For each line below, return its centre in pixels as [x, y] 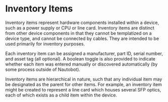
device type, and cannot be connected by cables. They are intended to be [82, 38]
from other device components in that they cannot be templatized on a [79, 33]
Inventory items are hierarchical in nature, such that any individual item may [84, 79]
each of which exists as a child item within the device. [61, 95]
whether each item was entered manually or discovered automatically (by [81, 64]
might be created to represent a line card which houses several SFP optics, [83, 89]
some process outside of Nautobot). [43, 69]
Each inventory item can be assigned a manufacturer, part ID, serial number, [84, 53]
